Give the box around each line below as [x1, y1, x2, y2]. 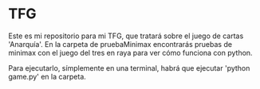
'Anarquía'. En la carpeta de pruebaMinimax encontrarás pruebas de [8, 39, 233, 48]
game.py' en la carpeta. [8, 72, 86, 81]
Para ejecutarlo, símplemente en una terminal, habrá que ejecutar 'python [8, 63, 250, 72]
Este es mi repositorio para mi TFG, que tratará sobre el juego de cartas [8, 31, 244, 41]
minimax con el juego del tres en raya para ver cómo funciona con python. [8, 48, 253, 57]
